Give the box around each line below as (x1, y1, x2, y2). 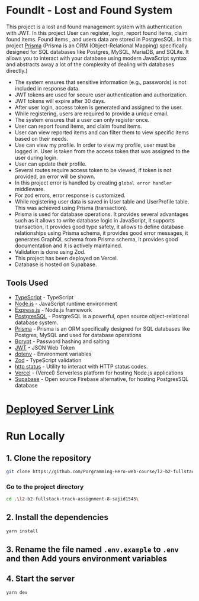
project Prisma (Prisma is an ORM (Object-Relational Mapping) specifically (6, 42, 188, 49)
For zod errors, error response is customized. (14, 192, 126, 199)
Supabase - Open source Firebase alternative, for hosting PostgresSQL (14, 375, 189, 382)
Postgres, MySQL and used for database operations (14, 331, 142, 338)
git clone (6, 468, 31, 474)
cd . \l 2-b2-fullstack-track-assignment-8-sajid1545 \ (6, 496, 139, 502)
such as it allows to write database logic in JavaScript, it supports (14, 217, 175, 224)
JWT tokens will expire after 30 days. (14, 97, 105, 104)
